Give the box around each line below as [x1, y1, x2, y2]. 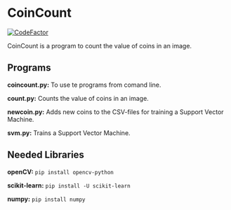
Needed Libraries [7, 149, 84, 161]
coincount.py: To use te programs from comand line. [7, 80, 161, 89]
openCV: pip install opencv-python [7, 167, 114, 176]
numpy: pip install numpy [7, 195, 86, 203]
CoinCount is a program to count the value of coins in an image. [7, 41, 192, 50]
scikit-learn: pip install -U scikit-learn [7, 181, 131, 190]
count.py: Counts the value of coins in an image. [7, 94, 149, 102]
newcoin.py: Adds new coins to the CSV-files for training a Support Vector [7, 107, 224, 116]
